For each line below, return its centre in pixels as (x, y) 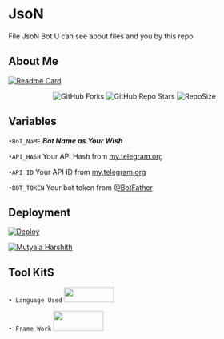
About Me (33, 61)
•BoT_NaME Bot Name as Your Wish (66, 140)
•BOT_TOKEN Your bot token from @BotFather (81, 187)
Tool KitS (31, 272)
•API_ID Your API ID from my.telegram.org (77, 172)
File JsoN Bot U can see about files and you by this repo (101, 36)
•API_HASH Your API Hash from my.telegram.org (86, 156)
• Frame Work (30, 329)
